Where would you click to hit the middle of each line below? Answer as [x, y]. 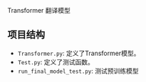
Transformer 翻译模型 [39, 10]
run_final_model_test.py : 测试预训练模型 [78, 71]
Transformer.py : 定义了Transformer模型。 [79, 53]
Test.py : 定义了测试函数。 [56, 61]
